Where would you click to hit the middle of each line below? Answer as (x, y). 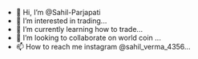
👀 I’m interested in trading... (61, 21)
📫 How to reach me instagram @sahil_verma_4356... (103, 47)
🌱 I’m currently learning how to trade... (79, 29)
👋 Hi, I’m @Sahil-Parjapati (58, 12)
